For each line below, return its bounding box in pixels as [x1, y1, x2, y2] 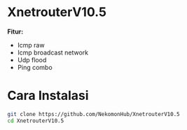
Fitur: [7, 27, 24, 36]
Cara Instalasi [7, 88, 89, 103]
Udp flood [17, 55, 47, 64]
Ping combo [17, 63, 53, 71]
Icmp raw [17, 41, 45, 49]
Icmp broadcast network [17, 48, 89, 57]
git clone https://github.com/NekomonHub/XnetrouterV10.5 [7, 110, 180, 117]
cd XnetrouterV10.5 [7, 117, 64, 124]
